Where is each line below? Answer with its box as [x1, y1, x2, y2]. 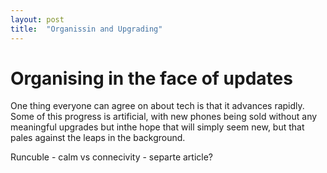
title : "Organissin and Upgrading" [10, 24, 163, 34]
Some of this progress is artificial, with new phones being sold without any [10, 111, 318, 123]
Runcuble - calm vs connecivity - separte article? [10, 151, 214, 163]
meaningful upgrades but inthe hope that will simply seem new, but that [10, 121, 305, 133]
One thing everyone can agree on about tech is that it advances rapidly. [10, 100, 305, 112]
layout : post [10, 14, 65, 25]
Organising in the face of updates [10, 67, 293, 90]
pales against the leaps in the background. [10, 132, 186, 144]
